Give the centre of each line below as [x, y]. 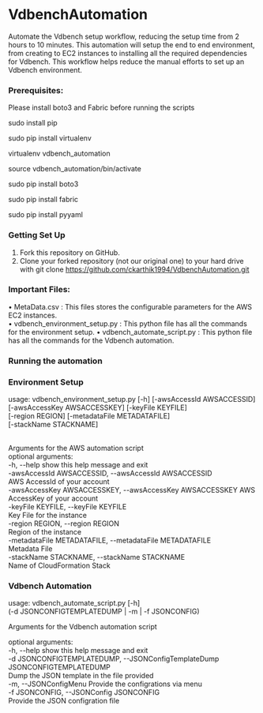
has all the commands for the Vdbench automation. [91, 340]
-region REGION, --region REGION [64, 523]
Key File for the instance [48, 516]
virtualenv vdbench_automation [59, 154]
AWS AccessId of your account [59, 482]
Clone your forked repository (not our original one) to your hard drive [132, 261]
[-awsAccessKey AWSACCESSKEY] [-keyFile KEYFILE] [98, 407]
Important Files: [39, 290]
